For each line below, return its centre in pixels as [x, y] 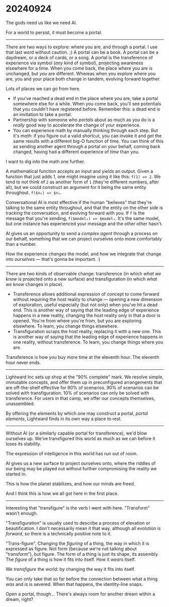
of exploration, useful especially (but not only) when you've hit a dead [85, 305]
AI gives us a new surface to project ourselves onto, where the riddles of [81, 463]
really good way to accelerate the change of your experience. [77, 125]
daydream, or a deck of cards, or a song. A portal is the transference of [79, 57]
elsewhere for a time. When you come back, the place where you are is [79, 68]
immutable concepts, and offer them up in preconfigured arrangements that [84, 382]
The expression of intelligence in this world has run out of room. [72, 453]
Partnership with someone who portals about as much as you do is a [84, 120]
